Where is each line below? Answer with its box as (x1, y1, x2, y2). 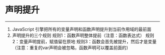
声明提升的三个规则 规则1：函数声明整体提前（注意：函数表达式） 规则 (12, 32, 155, 38)
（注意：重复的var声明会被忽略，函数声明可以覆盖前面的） (12, 45, 131, 51)
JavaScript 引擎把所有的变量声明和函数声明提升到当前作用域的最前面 (12, 26, 151, 32)
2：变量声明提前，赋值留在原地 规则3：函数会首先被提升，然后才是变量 (12, 38, 157, 44)
